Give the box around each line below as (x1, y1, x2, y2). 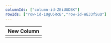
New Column (8, 28, 39, 35)
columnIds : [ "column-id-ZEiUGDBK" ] (5, 7, 80, 12)
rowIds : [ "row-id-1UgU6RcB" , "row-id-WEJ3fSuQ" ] (5, 12, 107, 17)
